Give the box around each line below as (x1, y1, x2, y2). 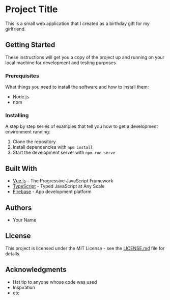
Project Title (5, 4, 58, 15)
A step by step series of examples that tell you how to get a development (5, 123, 158, 129)
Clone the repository (12, 139, 56, 145)
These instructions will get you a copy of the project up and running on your (5, 54, 164, 60)
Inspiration (12, 284, 35, 290)
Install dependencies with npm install (12, 144, 93, 150)
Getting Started (5, 41, 55, 49)
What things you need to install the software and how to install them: (5, 84, 149, 90)
